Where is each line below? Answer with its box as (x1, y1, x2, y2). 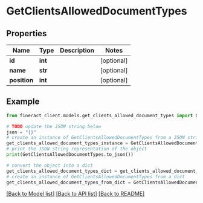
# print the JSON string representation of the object (6, 146, 147, 152)
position (9, 76, 34, 84)
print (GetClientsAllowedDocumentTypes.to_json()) (6, 152, 134, 158)
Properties (6, 28, 47, 39)
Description (60, 47, 95, 54)
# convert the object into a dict (6, 162, 94, 169)
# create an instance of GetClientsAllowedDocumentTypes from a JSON (6, 135, 185, 141)
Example (6, 97, 40, 107)
